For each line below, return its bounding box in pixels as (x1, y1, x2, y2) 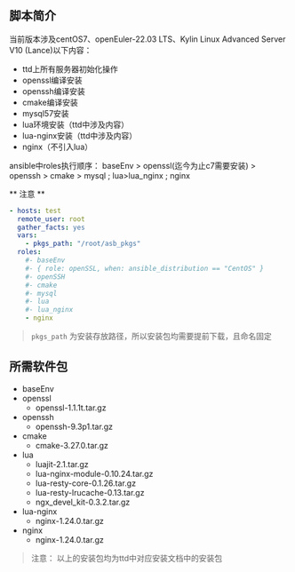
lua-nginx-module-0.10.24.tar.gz (35, 468, 154, 479)
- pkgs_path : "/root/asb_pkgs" (25, 239, 141, 249)
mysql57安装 (21, 107, 69, 118)
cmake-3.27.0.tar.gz (35, 440, 109, 450)
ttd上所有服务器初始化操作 (21, 63, 118, 74)
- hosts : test (9, 206, 62, 215)
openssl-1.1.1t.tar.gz (35, 402, 107, 413)
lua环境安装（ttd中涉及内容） (21, 119, 129, 130)
